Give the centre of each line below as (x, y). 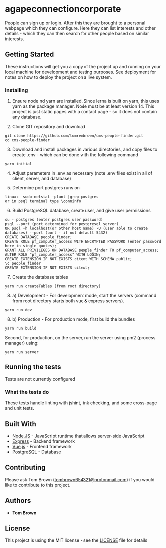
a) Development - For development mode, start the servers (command (84, 296)
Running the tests (33, 367)
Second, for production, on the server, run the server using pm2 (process (80, 338)
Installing (17, 90)
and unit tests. (20, 408)
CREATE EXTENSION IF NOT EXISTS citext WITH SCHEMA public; (69, 259)
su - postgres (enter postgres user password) (54, 220)
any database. (27, 117)
